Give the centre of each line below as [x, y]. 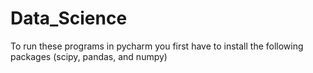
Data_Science [69, 18]
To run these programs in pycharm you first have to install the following [157, 46]
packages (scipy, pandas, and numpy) [89, 56]
